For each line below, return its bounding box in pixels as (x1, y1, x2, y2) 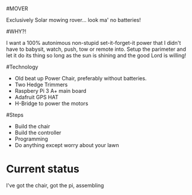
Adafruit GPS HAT (14, 94, 59, 100)
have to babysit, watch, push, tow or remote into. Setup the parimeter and (6, 45, 187, 53)
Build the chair (14, 123, 50, 129)
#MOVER (6, 5, 28, 12)
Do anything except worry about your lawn (14, 142, 120, 148)
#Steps (6, 112, 24, 118)
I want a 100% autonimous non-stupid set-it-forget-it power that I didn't (6, 40, 181, 46)
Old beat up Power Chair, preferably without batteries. (14, 75, 147, 82)
